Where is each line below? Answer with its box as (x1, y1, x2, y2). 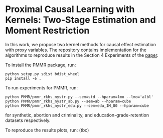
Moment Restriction (5, 25, 90, 36)
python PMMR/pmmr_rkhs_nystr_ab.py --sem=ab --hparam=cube (5, 99, 131, 104)
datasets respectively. (5, 117, 51, 123)
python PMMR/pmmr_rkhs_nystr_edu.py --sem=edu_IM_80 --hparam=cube (5, 103, 149, 108)
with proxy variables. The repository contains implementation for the (5, 47, 147, 53)
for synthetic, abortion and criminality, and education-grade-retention (5, 112, 149, 118)
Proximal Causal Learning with (5, 4, 135, 15)
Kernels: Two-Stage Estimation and (5, 14, 156, 26)
